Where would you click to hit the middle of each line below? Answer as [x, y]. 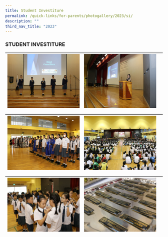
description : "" [22, 21]
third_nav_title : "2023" [31, 26]
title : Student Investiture [34, 10]
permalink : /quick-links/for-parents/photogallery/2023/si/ [69, 16]
